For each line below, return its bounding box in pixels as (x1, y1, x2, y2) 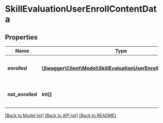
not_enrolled (7, 91, 37, 98)
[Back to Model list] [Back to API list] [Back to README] (5, 113, 116, 118)
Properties (5, 33, 38, 41)
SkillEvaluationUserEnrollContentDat (5, 3, 157, 15)
